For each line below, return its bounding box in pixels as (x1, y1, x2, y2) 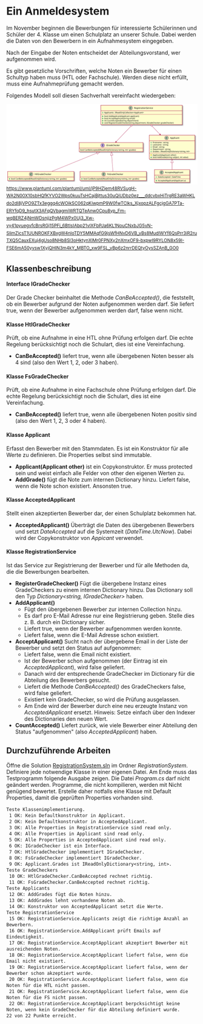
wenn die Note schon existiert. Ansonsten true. (15, 482, 133, 490)
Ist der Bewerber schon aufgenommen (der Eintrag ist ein (24, 657, 168, 665)
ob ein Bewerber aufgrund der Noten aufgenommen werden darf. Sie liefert (6, 300, 195, 308)
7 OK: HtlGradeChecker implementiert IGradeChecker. (8, 849, 145, 855)
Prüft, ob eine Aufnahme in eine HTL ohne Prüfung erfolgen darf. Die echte (6, 334, 194, 342)
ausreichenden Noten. (6, 946, 61, 952)
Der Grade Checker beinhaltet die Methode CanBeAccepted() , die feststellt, (6, 294, 195, 301)
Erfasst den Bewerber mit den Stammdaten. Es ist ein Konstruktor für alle (6, 445, 189, 452)
